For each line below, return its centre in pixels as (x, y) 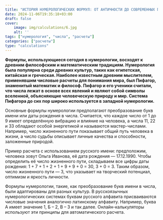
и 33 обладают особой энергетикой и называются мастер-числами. (76, 126)
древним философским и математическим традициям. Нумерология (80, 65)
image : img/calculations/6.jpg (45, 28)
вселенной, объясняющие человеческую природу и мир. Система (76, 96)
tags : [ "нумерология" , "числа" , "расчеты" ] (50, 37)
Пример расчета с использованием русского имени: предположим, (76, 151)
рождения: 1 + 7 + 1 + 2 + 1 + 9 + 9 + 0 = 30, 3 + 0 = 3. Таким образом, (77, 166)
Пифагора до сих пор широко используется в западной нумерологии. (80, 101)
